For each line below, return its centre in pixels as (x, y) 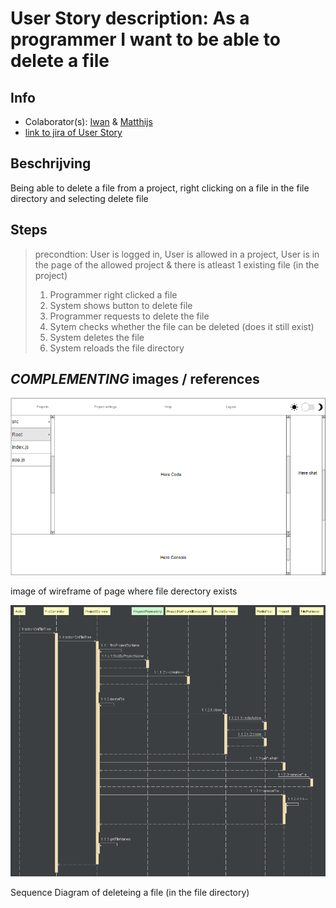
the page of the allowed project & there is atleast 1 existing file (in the (177, 264)
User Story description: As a (130, 18)
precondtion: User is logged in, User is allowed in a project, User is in (177, 254)
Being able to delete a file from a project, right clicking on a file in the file (160, 188)
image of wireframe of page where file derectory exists (124, 591)
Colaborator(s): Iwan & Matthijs (88, 121)
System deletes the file (97, 337)
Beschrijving (51, 163)
